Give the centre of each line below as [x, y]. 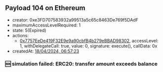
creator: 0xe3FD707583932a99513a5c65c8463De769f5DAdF [75, 20]
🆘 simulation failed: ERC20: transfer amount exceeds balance [81, 64]
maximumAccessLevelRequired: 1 [46, 25]
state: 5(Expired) [29, 30]
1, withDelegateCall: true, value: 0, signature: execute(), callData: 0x [88, 46]
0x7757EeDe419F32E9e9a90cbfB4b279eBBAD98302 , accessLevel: [89, 41]
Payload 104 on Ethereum [45, 8]
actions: [20, 35]
